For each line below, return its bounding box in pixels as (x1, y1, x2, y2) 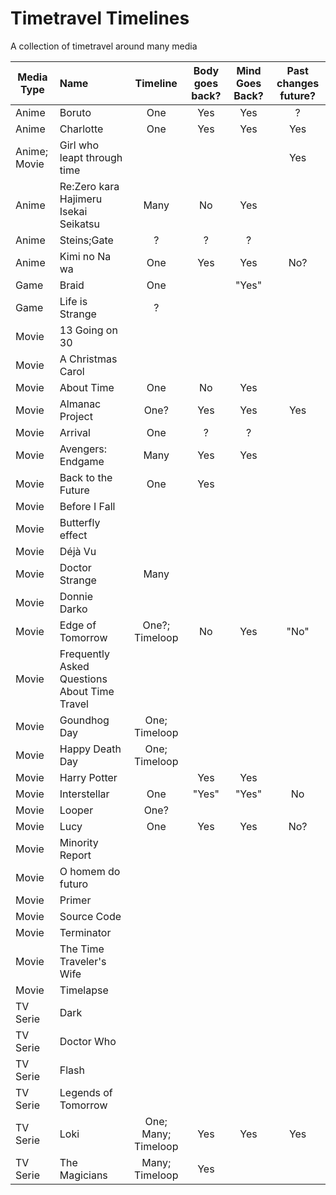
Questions (59, 672, 108, 686)
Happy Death (59, 742, 122, 756)
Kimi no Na (59, 249, 112, 263)
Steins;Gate (59, 233, 114, 247)
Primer (59, 893, 92, 907)
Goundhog (59, 713, 110, 727)
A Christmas (59, 352, 118, 366)
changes (276, 76, 320, 90)
